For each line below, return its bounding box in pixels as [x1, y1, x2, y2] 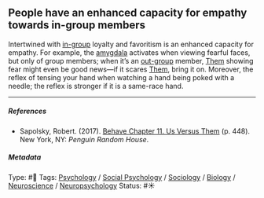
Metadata [8, 152, 42, 162]
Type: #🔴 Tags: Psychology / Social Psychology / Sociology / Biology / [8, 172, 236, 181]
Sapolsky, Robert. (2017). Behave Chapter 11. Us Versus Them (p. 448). [19, 126, 250, 136]
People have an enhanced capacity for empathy [8, 6, 247, 20]
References [8, 106, 47, 116]
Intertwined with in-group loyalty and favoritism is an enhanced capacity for [8, 39, 254, 49]
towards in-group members [8, 19, 146, 32]
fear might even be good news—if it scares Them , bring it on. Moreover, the [8, 64, 254, 74]
